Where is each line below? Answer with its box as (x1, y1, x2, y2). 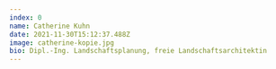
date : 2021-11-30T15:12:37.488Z (9, 30, 130, 39)
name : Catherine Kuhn (9, 22, 91, 30)
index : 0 (9, 13, 42, 22)
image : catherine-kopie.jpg (9, 38, 115, 47)
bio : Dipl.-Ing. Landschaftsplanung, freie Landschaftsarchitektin (9, 47, 268, 56)
